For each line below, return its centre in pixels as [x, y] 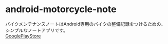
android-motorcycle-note [61, 9]
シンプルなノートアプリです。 [37, 30]
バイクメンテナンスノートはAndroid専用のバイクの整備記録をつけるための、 [86, 24]
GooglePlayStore [23, 36]
